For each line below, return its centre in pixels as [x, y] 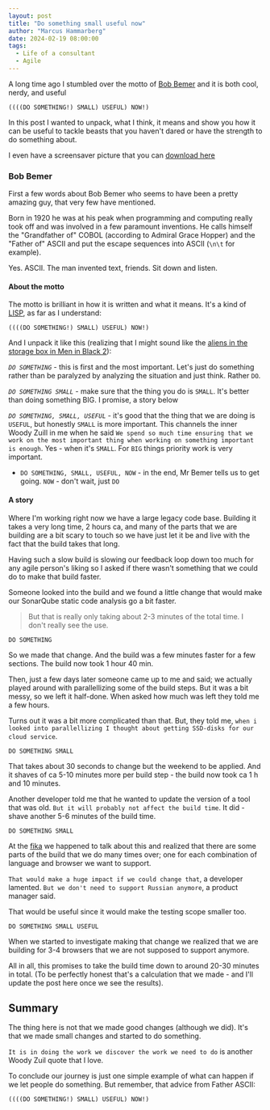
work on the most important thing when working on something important [131, 441]
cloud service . [33, 736]
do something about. [43, 139]
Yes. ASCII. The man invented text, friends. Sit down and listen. [113, 268]
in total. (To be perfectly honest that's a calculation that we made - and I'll [131, 974]
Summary [33, 1008]
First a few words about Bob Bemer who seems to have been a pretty [123, 194]
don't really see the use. [68, 625]
